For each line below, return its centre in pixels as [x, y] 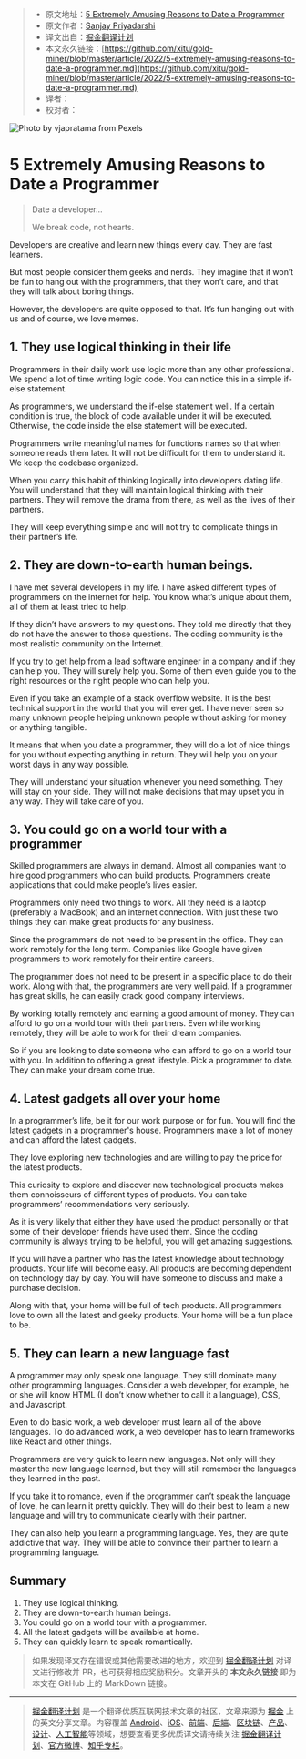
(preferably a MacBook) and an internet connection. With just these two [144, 912]
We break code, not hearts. [83, 227]
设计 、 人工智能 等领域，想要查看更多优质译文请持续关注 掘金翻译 [153, 1734]
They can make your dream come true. [82, 1070]
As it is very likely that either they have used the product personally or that [149, 1222]
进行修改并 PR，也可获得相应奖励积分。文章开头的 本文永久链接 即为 [168, 1672]
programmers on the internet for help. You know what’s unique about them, [150, 596]
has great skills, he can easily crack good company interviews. [127, 996]
